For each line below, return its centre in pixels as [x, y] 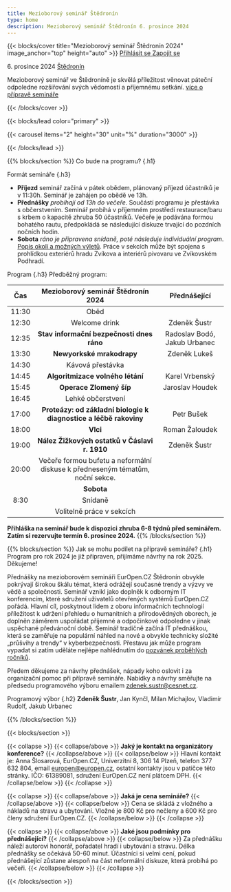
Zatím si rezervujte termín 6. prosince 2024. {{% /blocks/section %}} [107, 536]
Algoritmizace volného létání [95, 376]
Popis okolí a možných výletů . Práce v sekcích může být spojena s [111, 247]
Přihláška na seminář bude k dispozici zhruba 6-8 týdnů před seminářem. [114, 528]
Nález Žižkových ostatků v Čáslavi [95, 441]
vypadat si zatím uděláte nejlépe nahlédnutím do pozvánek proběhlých [107, 650]
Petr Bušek [190, 414]
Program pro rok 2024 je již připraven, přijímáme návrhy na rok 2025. [105, 557]
